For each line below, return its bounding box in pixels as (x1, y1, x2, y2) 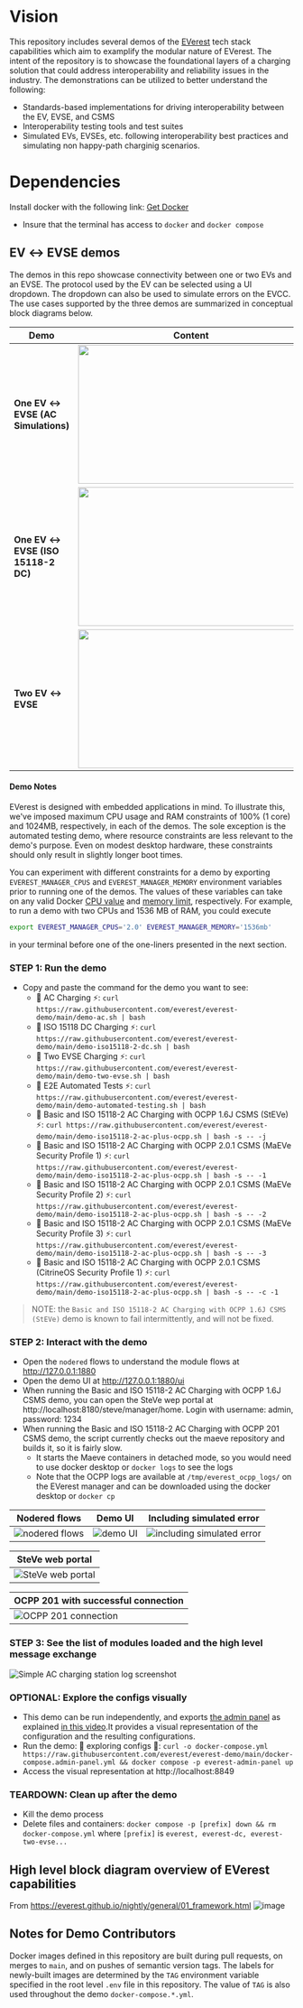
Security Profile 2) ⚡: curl (35, 1189, 133, 1200)
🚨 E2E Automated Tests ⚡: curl (35, 1081, 151, 1092)
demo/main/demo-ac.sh (35, 1013, 117, 1022)
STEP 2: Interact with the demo (9, 1335, 148, 1348)
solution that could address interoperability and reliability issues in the (9, 65, 270, 76)
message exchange (9, 1648, 97, 1660)
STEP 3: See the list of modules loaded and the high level (9, 1637, 263, 1650)
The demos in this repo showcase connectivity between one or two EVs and (9, 269, 292, 280)
